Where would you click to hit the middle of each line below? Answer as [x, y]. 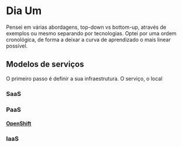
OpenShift [19, 123]
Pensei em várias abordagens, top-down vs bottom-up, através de [86, 27]
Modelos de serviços [45, 64]
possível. [17, 46]
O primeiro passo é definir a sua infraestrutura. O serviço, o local [84, 78]
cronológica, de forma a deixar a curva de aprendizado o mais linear [88, 39]
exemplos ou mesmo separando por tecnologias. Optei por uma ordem [91, 33]
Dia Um [24, 11]
